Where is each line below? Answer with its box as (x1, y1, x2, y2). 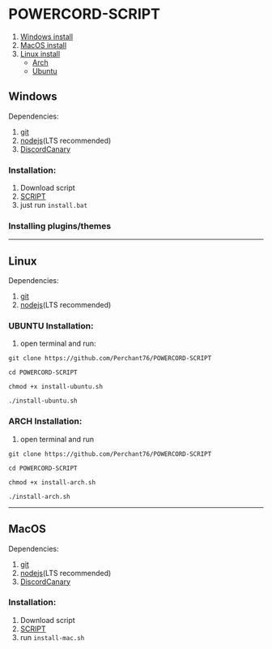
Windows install (19, 32, 74, 41)
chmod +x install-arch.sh (8, 478, 96, 487)
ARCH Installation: (8, 415, 83, 427)
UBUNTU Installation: (8, 320, 94, 332)
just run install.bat (19, 200, 87, 210)
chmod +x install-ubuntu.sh (8, 383, 104, 391)
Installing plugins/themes (8, 220, 112, 231)
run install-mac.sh (19, 632, 85, 642)
